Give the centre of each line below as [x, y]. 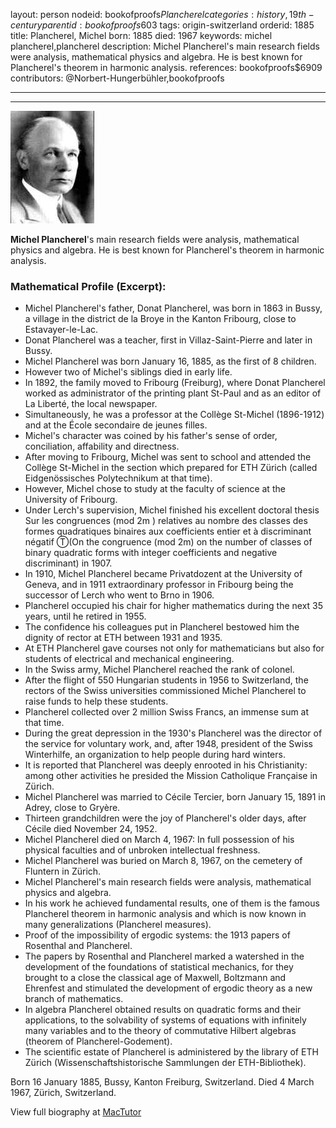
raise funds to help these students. [96, 701]
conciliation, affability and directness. [102, 446]
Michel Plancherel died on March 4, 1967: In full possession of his [159, 840]
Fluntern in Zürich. [63, 871]
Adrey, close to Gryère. [72, 808]
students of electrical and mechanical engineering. [129, 659]
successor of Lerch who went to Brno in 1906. [119, 595]
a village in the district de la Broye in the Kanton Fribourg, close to [160, 319]
